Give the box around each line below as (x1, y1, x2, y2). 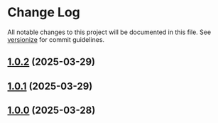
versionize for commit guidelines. (7, 35, 105, 43)
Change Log (7, 4, 80, 21)
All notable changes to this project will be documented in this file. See (7, 28, 212, 36)
